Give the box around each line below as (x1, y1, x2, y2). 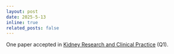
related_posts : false (6, 25, 60, 31)
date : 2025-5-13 (6, 14, 46, 20)
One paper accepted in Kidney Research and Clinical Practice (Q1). (6, 41, 169, 48)
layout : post (6, 8, 38, 15)
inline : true (6, 19, 38, 25)
